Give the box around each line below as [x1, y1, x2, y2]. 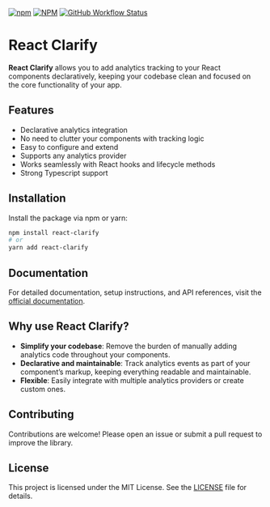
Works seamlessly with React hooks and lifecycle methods [19, 159, 216, 169]
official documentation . [8, 296, 86, 305]
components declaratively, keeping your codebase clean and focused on [8, 71, 251, 81]
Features [8, 104, 54, 117]
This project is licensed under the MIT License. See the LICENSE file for [8, 483, 247, 492]
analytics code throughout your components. [19, 349, 171, 360]
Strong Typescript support [19, 168, 108, 177]
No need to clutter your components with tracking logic [19, 134, 205, 143]
